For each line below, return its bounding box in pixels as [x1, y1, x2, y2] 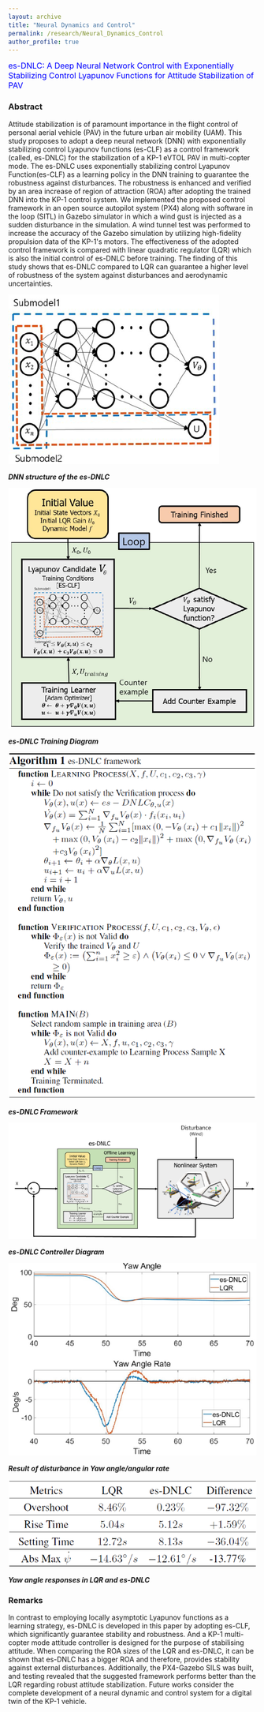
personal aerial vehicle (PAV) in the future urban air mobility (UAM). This [8, 127, 243, 137]
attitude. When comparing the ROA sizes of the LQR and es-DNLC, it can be [8, 1646, 255, 1655]
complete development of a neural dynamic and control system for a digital [8, 1688, 252, 1697]
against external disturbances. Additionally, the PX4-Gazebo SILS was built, [8, 1662, 254, 1673]
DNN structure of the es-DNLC [8, 472, 110, 481]
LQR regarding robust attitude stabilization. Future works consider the [8, 1680, 235, 1689]
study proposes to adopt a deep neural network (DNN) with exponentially [8, 136, 247, 145]
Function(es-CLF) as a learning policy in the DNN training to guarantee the [8, 170, 250, 179]
